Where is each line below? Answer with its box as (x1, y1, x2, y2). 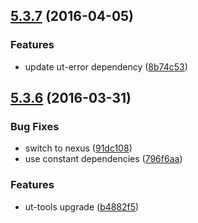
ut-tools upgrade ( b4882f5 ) (24, 200, 140, 213)
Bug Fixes (10, 120, 60, 133)
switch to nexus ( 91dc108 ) (24, 142, 133, 154)
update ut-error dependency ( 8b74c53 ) (24, 60, 188, 73)
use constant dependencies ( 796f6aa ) (24, 153, 183, 165)
